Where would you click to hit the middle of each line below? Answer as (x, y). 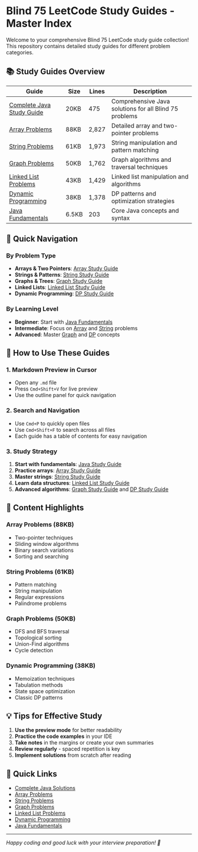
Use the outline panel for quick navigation (65, 395)
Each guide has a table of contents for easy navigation (81, 436)
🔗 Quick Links (32, 774)
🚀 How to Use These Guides (58, 353)
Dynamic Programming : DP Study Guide (64, 294)
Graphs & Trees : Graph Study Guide (59, 281)
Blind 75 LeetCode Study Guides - (90, 11)
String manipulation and (144, 142)
